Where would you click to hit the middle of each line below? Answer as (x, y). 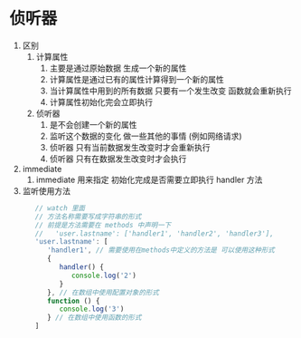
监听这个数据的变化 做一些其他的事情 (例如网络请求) (146, 136)
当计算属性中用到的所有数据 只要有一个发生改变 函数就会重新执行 (170, 91)
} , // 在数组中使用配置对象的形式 (103, 292)
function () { (73, 301)
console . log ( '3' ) (92, 309)
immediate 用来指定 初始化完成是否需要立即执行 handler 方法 (149, 179)
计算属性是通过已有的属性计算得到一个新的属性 (136, 79)
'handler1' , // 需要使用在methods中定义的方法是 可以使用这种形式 (161, 250)
